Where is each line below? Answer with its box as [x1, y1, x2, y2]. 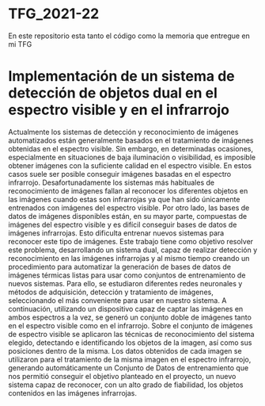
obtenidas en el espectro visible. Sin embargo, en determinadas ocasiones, [8, 144, 253, 153]
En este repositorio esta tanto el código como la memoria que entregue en [8, 31, 251, 40]
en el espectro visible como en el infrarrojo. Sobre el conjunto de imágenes [8, 320, 253, 330]
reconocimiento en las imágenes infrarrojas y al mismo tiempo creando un [8, 253, 250, 262]
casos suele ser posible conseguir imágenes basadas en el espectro [8, 169, 232, 178]
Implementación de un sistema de [8, 67, 235, 86]
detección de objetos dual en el [8, 84, 218, 102]
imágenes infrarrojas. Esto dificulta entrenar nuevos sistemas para [8, 228, 225, 238]
